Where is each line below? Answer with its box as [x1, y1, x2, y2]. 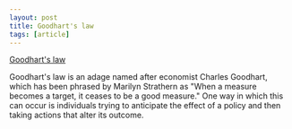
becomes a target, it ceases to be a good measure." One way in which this [9, 90, 284, 101]
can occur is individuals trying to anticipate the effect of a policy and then [9, 100, 281, 111]
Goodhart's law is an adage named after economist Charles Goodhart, [9, 72, 268, 82]
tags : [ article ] [9, 30, 70, 39]
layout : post [9, 13, 58, 22]
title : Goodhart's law [9, 21, 94, 30]
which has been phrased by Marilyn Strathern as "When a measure [9, 82, 257, 92]
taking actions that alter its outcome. [9, 109, 144, 121]
